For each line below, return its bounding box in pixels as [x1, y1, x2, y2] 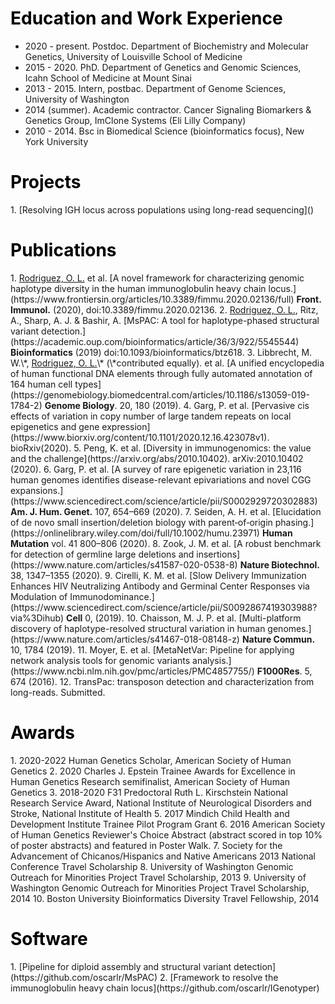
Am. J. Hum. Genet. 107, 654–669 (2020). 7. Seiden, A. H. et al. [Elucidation [10, 505, 322, 517]
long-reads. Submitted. [10, 686, 106, 698]
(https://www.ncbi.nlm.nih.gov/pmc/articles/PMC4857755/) [10, 665, 255, 677]
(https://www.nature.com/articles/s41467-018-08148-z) [10, 633, 240, 645]
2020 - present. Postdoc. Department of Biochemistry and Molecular [24, 40, 309, 52]
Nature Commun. [241, 633, 316, 645]
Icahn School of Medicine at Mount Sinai [24, 72, 192, 84]
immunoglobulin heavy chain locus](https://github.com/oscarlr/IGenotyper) [10, 982, 320, 994]
